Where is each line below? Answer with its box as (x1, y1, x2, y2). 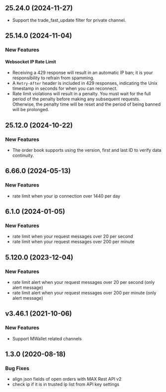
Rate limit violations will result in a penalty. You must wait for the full (12, 91, 151, 97)
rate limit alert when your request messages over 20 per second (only (12, 279, 155, 285)
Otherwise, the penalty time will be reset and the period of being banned (12, 101, 161, 107)
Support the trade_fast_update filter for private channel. (12, 17, 126, 23)
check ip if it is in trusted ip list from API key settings (12, 382, 120, 388)
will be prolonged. (12, 107, 50, 113)
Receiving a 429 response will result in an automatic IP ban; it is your (12, 69, 153, 76)
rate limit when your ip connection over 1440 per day (12, 193, 120, 199)
